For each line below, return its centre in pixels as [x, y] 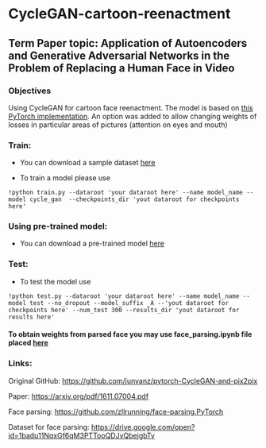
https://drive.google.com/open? [143, 427]
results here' [32, 317]
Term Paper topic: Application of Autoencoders [128, 43]
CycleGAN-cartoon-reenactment [120, 14]
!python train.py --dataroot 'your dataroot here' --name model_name [126, 193]
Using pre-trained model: [58, 226]
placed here [29, 343]
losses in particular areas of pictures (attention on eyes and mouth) [118, 125]
